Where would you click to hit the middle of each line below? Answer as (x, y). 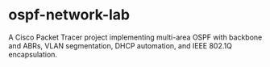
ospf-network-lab (69, 15)
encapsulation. (33, 54)
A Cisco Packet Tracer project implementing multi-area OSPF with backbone (135, 37)
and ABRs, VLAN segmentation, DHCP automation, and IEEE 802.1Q (120, 45)
